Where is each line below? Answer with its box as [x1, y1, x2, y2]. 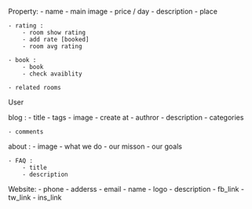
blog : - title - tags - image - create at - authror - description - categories [8, 113, 244, 122]
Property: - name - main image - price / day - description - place [8, 7, 218, 16]
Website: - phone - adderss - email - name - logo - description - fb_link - [8, 185, 245, 193]
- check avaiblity [22, 70, 82, 78]
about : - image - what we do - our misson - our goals [8, 141, 183, 151]
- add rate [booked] [22, 35, 89, 43]
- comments [8, 128, 44, 136]
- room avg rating [22, 42, 82, 50]
